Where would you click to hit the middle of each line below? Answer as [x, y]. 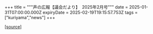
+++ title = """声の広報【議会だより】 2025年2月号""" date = [66, 7]
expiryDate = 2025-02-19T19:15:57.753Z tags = [90, 12]
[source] [13, 27]
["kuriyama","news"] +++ [30, 17]
